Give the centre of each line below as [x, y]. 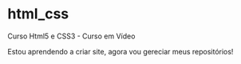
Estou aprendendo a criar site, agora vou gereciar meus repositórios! [120, 51]
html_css [38, 14]
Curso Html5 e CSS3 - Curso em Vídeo [71, 36]
